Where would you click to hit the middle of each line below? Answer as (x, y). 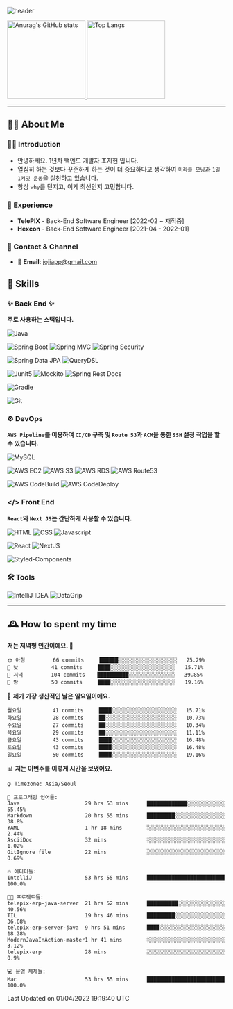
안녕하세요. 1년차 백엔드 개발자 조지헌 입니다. (78, 161)
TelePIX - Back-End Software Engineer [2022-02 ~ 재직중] (101, 221)
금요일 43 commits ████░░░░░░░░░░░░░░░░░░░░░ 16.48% (106, 740)
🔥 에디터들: (22, 871)
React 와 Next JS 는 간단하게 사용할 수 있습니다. (70, 518)
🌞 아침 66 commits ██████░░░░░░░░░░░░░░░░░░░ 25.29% (106, 660)
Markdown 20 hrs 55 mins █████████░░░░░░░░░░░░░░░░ (116, 815)
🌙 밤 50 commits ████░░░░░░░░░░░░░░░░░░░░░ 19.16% (105, 682)
